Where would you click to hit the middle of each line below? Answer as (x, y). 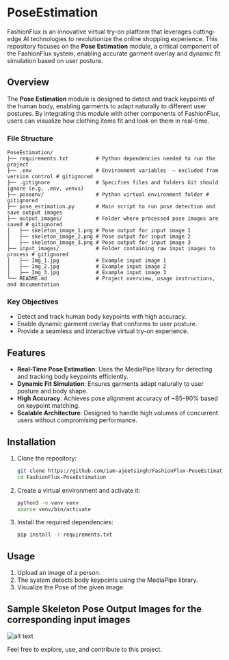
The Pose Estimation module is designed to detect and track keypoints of (111, 99)
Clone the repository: (47, 458)
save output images (35, 213)
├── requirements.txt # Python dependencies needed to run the (111, 159)
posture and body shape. (52, 391)
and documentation (33, 285)
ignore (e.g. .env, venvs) (45, 189)
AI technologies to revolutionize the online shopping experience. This (120, 38)
